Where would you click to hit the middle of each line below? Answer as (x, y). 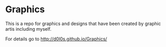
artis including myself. (29, 29)
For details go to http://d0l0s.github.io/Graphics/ (56, 39)
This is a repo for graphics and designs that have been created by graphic (83, 24)
